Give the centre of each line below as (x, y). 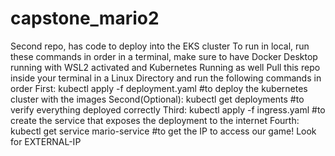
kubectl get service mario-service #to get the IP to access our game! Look (163, 131)
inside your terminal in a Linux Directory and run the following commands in (166, 78)
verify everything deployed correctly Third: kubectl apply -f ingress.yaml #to (168, 109)
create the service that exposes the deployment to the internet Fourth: (155, 120)
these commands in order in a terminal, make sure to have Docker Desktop (164, 56)
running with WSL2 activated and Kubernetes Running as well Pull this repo (165, 67)
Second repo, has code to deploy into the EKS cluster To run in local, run (160, 46)
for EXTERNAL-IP (46, 141)
